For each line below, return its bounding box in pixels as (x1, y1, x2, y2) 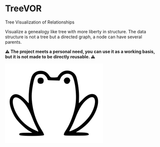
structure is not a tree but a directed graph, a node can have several (5, 34, 142, 40)
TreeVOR (5, 3, 42, 14)
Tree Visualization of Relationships (5, 19, 75, 25)
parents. (5, 39, 22, 45)
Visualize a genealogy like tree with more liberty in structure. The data (5, 28, 146, 34)
